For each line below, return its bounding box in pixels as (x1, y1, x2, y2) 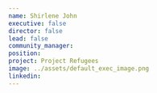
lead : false (8, 34, 48, 43)
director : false (8, 27, 63, 35)
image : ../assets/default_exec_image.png (8, 65, 150, 73)
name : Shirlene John (8, 11, 78, 20)
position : (8, 49, 42, 57)
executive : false (8, 19, 67, 27)
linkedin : (8, 72, 42, 80)
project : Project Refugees (8, 57, 99, 66)
